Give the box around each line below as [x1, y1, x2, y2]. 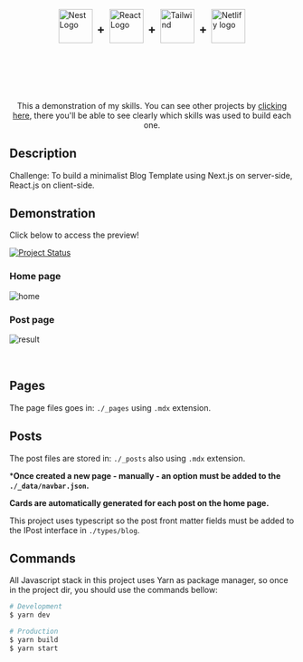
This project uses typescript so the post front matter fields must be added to [9, 515, 295, 526]
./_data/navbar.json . [9, 480, 90, 491]
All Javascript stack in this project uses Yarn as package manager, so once [9, 575, 289, 586]
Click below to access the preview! [9, 229, 139, 240]
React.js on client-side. [9, 180, 95, 190]
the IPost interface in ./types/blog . [9, 524, 140, 535]
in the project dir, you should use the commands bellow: [9, 585, 219, 596]
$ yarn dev [9, 610, 51, 620]
